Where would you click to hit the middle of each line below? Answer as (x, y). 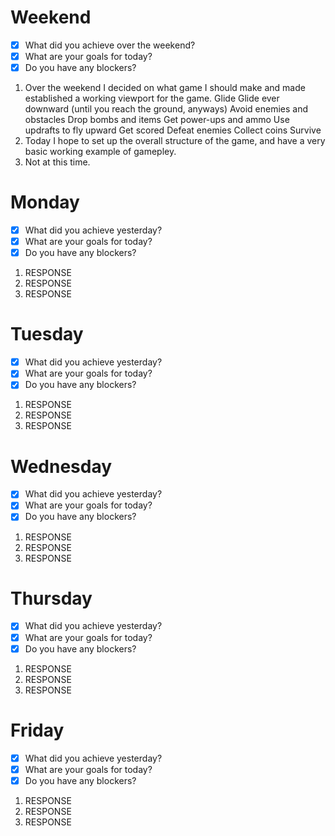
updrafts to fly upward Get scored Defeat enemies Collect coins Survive (173, 130)
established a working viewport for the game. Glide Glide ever (152, 98)
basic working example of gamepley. (100, 152)
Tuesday (47, 334)
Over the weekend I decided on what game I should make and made (165, 88)
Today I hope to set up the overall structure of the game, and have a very (175, 141)
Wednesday (61, 466)
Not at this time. (57, 162)
